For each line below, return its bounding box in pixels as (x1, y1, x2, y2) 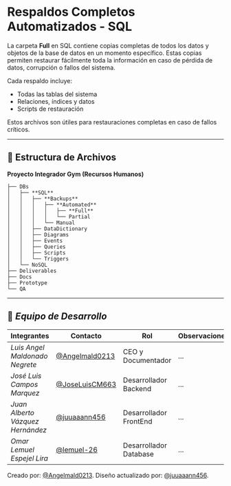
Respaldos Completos (7, 4, 135, 20)
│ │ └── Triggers (7, 255, 69, 262)
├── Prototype (7, 279, 48, 286)
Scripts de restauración (16, 104, 84, 113)
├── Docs (7, 273, 32, 280)
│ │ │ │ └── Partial (7, 213, 91, 220)
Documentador (122, 355, 172, 365)
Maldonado (10, 351, 48, 361)
